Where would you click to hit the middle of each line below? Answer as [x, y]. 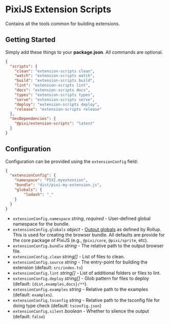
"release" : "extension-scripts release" [58, 109]
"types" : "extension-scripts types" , [55, 95]
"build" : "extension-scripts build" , [55, 80]
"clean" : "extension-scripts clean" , [55, 71]
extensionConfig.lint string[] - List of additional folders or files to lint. [87, 273]
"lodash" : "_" [39, 194]
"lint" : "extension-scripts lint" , [52, 86]
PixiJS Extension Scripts [58, 9]
